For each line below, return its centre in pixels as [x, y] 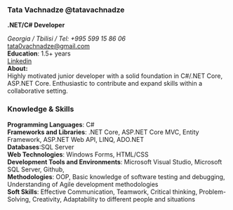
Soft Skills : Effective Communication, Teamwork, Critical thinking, [102, 192]
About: [18, 69]
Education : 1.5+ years [39, 53]
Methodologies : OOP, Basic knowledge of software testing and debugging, [116, 176]
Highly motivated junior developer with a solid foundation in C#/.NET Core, [115, 76]
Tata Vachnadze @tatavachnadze [66, 10]
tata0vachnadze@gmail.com [48, 46]
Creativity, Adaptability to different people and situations [113, 199]
